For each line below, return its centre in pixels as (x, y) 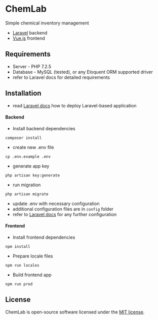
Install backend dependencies (44, 128)
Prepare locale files (33, 256)
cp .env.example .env (28, 156)
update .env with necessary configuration (56, 203)
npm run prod (19, 284)
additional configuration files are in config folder (63, 209)
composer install (24, 138)
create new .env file (33, 147)
